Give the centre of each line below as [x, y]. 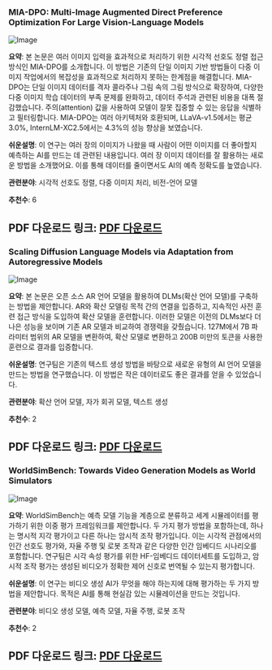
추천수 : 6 [23, 200]
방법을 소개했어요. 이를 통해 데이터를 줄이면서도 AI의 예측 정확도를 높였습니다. [139, 166]
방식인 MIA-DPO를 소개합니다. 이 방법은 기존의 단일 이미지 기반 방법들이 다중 [130, 67]
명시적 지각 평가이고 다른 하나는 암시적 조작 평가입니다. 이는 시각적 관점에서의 [139, 535]
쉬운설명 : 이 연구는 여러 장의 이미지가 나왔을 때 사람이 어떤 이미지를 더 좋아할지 [133, 145]
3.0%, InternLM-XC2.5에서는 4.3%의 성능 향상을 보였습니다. [106, 128]
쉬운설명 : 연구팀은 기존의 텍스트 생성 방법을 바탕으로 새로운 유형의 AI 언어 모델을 [135, 364]
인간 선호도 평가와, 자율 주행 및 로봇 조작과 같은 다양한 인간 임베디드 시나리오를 [133, 546]
